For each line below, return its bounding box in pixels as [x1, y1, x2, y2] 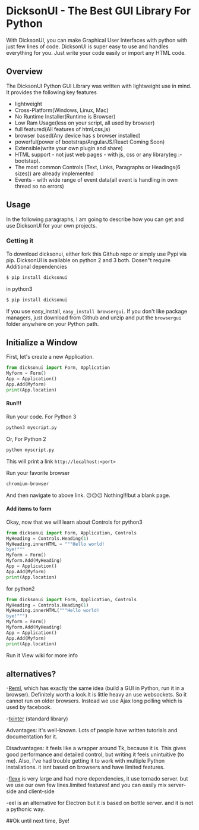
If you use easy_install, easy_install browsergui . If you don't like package [6, 307, 188, 315]
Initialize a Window [6, 338, 78, 347]
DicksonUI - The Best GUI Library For [6, 4, 191, 18]
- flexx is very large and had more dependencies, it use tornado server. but [6, 775, 188, 782]
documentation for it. [6, 733, 58, 740]
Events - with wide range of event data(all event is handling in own [14, 176, 178, 183]
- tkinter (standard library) [6, 715, 68, 722]
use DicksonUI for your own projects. [6, 222, 97, 229]
